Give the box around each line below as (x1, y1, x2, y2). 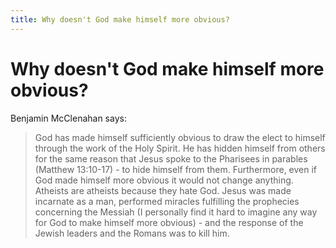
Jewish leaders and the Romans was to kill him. (34, 227, 230, 239)
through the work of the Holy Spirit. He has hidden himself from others (34, 142, 326, 154)
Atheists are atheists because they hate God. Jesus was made (34, 184, 292, 196)
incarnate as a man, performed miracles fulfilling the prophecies (34, 195, 300, 207)
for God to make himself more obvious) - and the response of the (34, 216, 304, 228)
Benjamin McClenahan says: (10, 112, 127, 124)
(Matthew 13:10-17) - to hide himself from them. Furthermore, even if (34, 163, 318, 175)
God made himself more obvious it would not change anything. (34, 174, 294, 186)
